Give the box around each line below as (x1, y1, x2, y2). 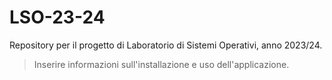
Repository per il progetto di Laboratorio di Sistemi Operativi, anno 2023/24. (9, 39, 323, 51)
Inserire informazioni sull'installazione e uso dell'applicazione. (33, 58, 290, 70)
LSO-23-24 (9, 6, 106, 29)
